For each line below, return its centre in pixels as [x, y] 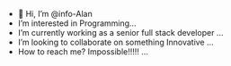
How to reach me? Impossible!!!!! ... [83, 52]
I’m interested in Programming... [77, 23]
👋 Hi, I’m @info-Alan [55, 14]
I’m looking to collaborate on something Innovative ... [115, 42]
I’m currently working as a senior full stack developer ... [120, 33]
